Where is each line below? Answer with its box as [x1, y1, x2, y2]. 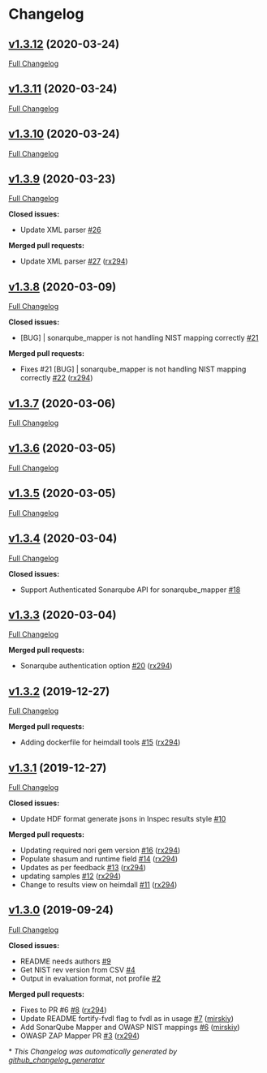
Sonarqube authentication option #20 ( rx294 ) [19, 661, 173, 671]
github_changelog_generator [8, 1055, 106, 1065]
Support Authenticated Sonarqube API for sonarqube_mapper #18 [19, 585, 241, 594]
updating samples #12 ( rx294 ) [19, 871, 122, 881]
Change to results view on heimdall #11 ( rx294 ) [19, 879, 178, 889]
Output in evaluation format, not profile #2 [19, 973, 161, 983]
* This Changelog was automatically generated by [8, 1046, 178, 1056]
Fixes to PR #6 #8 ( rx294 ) [19, 1005, 107, 1015]
